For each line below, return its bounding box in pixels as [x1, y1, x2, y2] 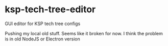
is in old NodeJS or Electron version [5, 36, 80, 42]
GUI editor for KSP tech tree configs [5, 20, 81, 27]
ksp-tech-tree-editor [5, 4, 96, 15]
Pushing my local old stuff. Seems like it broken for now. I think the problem [5, 30, 163, 36]
